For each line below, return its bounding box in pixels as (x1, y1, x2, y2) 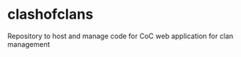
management (7, 39, 50, 48)
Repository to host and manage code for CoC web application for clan (7, 31, 234, 41)
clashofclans (7, 5, 93, 23)
